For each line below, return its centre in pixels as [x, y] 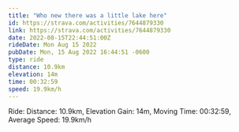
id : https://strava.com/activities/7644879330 [86, 23]
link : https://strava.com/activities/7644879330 [90, 30]
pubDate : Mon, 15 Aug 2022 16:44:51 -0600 [79, 52]
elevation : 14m [33, 74]
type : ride [26, 60]
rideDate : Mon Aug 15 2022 [52, 45]
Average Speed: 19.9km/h [50, 120]
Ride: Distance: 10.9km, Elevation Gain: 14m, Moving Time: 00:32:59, [119, 111]
